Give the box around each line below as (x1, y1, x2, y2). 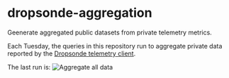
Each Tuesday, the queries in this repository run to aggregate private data (7, 41, 223, 50)
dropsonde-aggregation (7, 5, 152, 21)
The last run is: (7, 63, 51, 71)
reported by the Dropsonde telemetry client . (7, 49, 136, 58)
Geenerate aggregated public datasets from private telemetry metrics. (7, 28, 213, 37)
